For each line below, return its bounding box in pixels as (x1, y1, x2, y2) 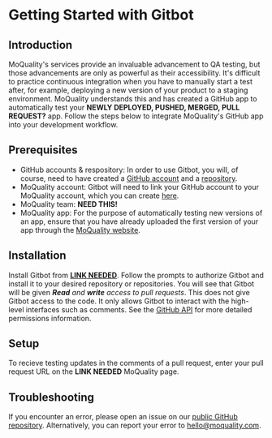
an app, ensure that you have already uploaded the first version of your (19, 217, 259, 226)
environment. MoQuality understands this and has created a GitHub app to (8, 94, 257, 103)
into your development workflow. (8, 120, 119, 129)
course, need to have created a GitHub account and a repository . (19, 173, 238, 183)
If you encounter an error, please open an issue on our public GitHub (8, 412, 238, 422)
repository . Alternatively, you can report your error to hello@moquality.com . (8, 420, 261, 431)
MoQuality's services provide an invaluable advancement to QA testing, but (8, 59, 261, 69)
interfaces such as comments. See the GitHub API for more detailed (25, 304, 253, 314)
